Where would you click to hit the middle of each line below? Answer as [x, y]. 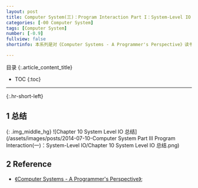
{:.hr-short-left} [25, 96]
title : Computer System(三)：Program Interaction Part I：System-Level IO [99, 17]
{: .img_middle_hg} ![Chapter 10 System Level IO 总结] [72, 131]
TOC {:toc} [28, 79]
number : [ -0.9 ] [25, 34]
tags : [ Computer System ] [37, 28]
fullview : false [26, 39]
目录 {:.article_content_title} [39, 67]
